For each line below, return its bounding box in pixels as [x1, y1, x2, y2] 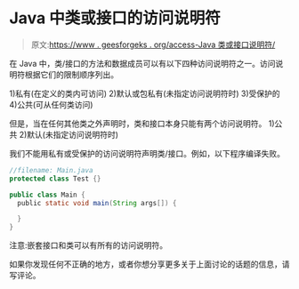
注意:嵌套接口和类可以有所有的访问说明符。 [9, 240, 168, 251]
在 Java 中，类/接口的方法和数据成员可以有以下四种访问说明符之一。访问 [9, 58, 276, 68]
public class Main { [9, 190, 86, 199]
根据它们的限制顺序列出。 [24, 68, 118, 80]
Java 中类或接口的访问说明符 [9, 8, 221, 28]
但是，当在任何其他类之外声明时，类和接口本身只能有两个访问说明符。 [9, 117, 267, 129]
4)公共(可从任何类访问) [9, 99, 93, 109]
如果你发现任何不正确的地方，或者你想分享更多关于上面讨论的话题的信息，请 [9, 259, 290, 269]
